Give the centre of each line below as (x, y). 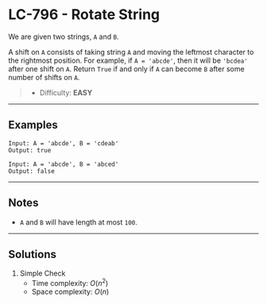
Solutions (33, 254)
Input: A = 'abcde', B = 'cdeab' (64, 143)
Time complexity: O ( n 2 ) (70, 283)
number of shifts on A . (44, 77)
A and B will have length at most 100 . (78, 222)
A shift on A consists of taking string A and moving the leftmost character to (131, 52)
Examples (33, 125)
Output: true (30, 150)
